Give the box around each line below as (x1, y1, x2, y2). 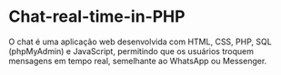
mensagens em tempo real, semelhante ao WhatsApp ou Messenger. (8, 55, 267, 66)
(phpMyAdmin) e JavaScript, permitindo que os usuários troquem (8, 45, 254, 56)
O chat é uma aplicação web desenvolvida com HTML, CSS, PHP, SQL (8, 36, 272, 47)
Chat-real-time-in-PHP (8, 6, 186, 27)
